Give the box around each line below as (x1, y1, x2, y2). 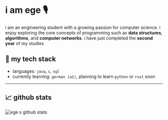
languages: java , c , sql (12, 68, 60, 74)
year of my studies (5, 40, 44, 46)
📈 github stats (5, 93, 52, 102)
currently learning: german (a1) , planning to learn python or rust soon (12, 73, 155, 79)
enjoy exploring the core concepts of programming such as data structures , (5, 29, 162, 35)
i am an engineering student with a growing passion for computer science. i (5, 24, 161, 30)
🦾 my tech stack (5, 55, 56, 63)
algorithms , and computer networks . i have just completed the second (5, 35, 153, 41)
